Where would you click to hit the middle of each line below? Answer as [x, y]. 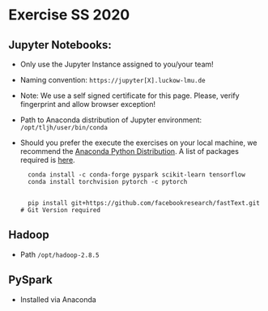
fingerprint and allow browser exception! [88, 104]
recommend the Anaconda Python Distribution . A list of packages [129, 151]
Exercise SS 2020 [69, 15]
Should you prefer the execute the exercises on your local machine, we [138, 143]
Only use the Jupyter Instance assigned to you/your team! [117, 64]
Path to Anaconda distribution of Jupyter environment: [111, 120]
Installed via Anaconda [58, 299]
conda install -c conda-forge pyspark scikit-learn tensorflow [136, 175]
